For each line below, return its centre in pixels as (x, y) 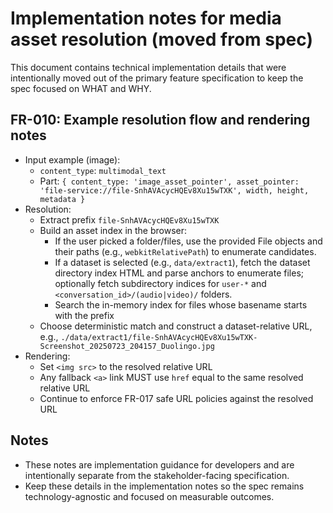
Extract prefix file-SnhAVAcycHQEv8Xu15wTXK (129, 219)
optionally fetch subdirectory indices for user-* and (160, 283)
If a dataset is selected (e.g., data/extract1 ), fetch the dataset (182, 262)
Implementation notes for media (146, 18)
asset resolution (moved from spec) (161, 39)
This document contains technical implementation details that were (148, 67)
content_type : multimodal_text (103, 170)
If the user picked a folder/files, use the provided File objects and (188, 241)
